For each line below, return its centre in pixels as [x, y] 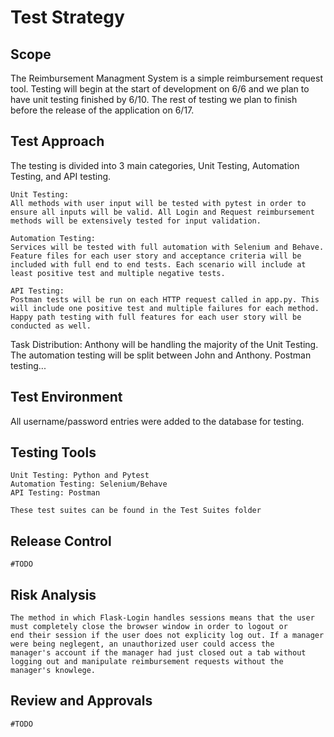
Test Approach [57, 141]
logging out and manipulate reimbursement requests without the [147, 662]
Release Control [61, 541]
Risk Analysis [53, 594]
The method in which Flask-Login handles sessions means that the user [162, 618]
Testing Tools [53, 452]
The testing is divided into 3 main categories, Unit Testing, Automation [155, 165]
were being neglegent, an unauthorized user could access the [142, 644]
